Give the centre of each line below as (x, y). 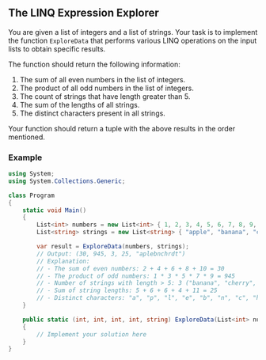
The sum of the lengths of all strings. (80, 104)
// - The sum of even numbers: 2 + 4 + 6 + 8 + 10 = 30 (131, 268)
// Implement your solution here (92, 334)
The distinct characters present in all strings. (93, 113)
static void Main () (55, 210)
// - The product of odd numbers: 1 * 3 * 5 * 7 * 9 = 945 (136, 276)
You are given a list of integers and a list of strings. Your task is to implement (133, 32)
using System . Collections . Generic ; (67, 181)
